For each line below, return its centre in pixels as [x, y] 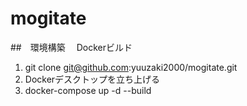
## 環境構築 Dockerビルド [71, 47]
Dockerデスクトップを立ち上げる [92, 79]
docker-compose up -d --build [88, 90]
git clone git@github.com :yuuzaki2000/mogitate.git [131, 67]
